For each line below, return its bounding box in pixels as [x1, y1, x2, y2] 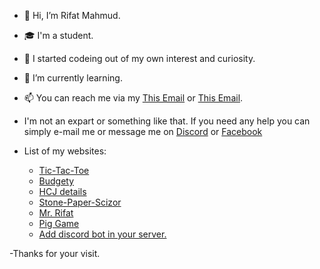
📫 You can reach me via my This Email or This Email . [23, 92, 244, 104]
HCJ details [38, 186, 87, 197]
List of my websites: [23, 145, 107, 157]
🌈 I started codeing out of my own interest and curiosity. [23, 53, 256, 64]
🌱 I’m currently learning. [23, 72, 123, 84]
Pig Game [38, 218, 80, 229]
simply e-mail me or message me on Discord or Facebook [23, 126, 263, 137]
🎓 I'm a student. [23, 30, 94, 41]
